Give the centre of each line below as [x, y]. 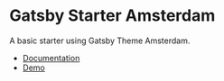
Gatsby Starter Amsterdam [112, 16]
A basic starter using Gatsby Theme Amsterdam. [100, 40]
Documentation [51, 58]
